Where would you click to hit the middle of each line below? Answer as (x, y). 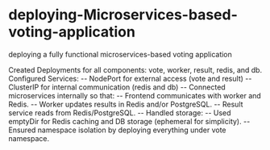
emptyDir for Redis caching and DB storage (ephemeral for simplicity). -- (129, 121)
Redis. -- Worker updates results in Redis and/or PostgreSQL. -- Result (126, 104)
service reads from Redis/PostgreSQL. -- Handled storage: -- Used (120, 112)
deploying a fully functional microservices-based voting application (120, 54)
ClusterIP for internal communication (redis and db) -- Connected (117, 87)
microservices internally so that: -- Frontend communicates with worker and (135, 95)
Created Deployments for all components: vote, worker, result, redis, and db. (135, 69)
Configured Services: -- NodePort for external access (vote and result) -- (130, 78)
